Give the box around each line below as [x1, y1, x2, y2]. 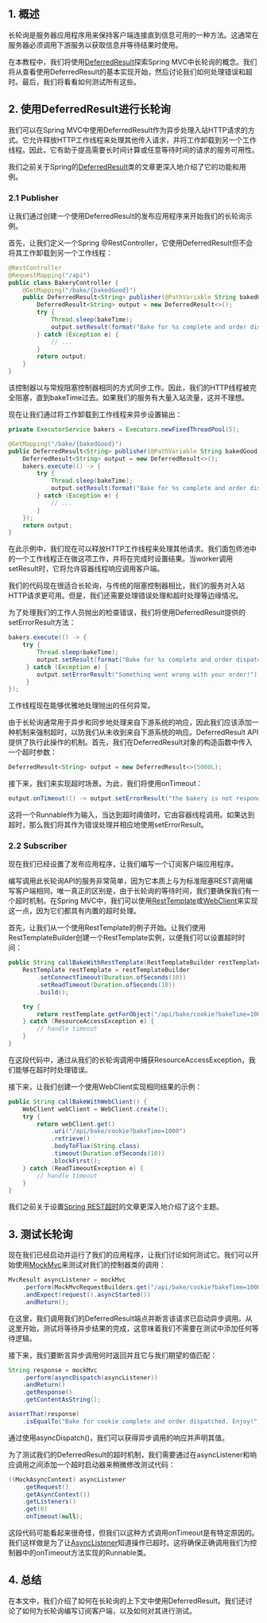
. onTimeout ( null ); [22, 1512, 83, 1521]
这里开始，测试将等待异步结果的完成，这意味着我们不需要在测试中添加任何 [8, 1323, 252, 1333]
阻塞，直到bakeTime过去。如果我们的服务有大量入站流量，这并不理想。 [14, 393, 249, 403]
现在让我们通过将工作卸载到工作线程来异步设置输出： [8, 410, 183, 419]
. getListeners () [22, 1498, 77, 1506]
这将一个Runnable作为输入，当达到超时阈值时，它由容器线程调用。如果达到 [8, 810, 255, 819]
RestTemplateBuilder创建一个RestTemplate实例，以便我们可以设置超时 [8, 933, 238, 943]
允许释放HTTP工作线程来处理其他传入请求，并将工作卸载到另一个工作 [29, 134, 257, 145]
